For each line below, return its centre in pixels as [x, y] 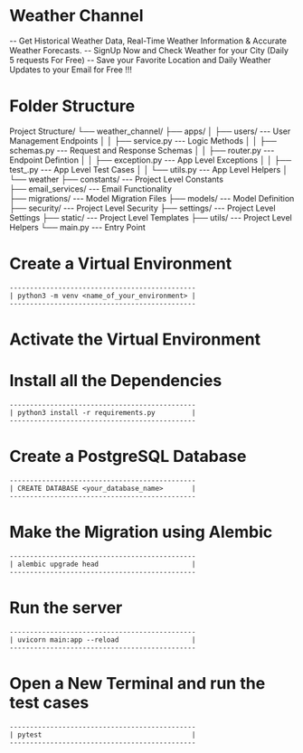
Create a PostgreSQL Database [128, 457]
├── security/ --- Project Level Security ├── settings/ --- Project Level [142, 208]
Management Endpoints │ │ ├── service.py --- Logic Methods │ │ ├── [143, 140]
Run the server [66, 607]
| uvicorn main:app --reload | [103, 640]
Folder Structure [72, 106]
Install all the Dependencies [116, 381]
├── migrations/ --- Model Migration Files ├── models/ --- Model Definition [152, 198]
